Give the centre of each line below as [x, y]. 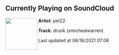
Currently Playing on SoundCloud [60, 8]
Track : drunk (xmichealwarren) [71, 31]
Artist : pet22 [52, 20]
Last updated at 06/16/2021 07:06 [74, 40]
